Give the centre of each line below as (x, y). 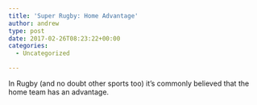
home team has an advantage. (59, 92)
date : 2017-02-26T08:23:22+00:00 (64, 38)
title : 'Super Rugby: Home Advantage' (73, 16)
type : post (27, 31)
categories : (28, 46)
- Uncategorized (43, 53)
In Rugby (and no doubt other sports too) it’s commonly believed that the (129, 83)
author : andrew (34, 23)
